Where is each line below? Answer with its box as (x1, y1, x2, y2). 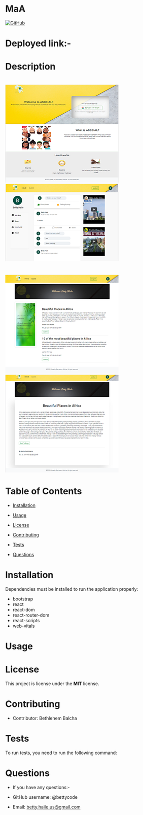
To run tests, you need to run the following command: (5, 750, 118, 756)
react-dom (12, 606, 35, 613)
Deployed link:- (5, 38, 71, 49)
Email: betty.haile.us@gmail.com (12, 804, 81, 810)
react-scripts (12, 617, 40, 623)
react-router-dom (12, 612, 50, 618)
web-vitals (12, 623, 35, 629)
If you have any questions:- (12, 784, 70, 790)
